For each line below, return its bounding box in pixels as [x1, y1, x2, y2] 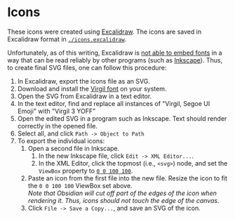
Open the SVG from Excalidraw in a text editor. [17, 92, 152, 100]
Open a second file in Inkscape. [27, 144, 120, 152]
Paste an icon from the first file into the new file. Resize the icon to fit [27, 173, 228, 182]
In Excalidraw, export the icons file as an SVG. [17, 77, 151, 85]
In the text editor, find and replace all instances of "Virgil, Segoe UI [17, 99, 210, 107]
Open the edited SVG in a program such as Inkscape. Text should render [17, 114, 227, 123]
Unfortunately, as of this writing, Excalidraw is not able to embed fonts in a [7, 48, 222, 57]
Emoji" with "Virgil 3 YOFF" [17, 107, 96, 115]
